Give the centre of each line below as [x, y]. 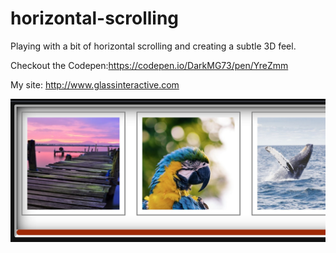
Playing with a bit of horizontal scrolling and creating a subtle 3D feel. [153, 46]
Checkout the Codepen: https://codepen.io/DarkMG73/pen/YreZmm [149, 65]
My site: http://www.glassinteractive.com [95, 84]
